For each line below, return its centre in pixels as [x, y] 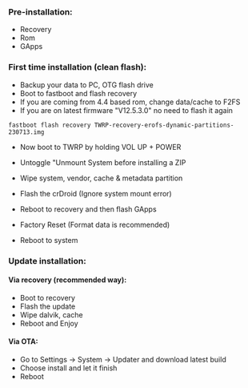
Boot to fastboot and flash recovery [78, 93]
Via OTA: [23, 342]
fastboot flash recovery [50, 125]
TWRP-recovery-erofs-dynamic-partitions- [164, 125]
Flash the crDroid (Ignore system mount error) [96, 193]
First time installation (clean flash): [77, 67]
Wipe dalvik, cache [51, 314]
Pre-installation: [41, 12]
